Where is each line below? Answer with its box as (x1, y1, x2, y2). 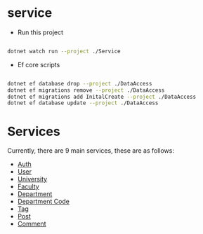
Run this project (17, 28, 64, 36)
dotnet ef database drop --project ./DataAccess (7, 80, 152, 87)
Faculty (17, 182, 40, 191)
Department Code (17, 198, 70, 206)
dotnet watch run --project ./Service (7, 48, 121, 55)
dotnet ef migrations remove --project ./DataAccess (7, 86, 165, 94)
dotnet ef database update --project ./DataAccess (7, 99, 159, 106)
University (17, 175, 48, 184)
